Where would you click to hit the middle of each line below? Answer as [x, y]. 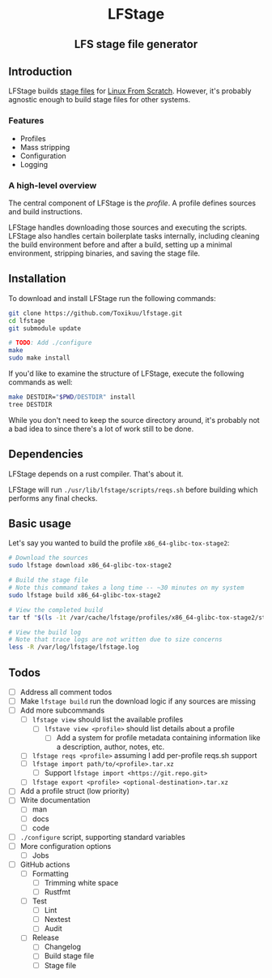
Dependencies [46, 454]
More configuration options [66, 846]
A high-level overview [53, 185]
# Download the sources [49, 558]
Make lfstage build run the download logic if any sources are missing [138, 701]
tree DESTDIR [30, 404]
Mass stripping [45, 147]
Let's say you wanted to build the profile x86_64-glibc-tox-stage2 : [119, 543]
